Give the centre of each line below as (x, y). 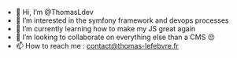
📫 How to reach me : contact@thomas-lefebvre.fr (97, 46)
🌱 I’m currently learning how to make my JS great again (106, 29)
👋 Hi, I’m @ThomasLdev (54, 12)
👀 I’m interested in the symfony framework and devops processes (122, 20)
